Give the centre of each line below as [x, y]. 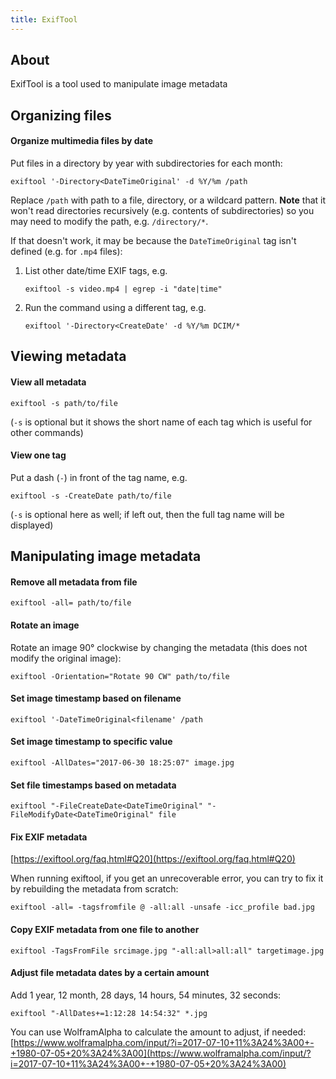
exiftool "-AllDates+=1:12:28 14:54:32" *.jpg [109, 1013]
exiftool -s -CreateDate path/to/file [91, 496]
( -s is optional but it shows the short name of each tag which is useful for [161, 422]
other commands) [47, 432]
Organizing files [61, 115]
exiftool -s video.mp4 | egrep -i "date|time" [123, 289]
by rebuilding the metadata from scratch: [94, 889]
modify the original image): [66, 658]
